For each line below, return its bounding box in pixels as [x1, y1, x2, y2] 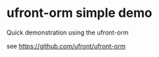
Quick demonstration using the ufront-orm [6, 28, 129, 37]
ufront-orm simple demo [6, 5, 153, 21]
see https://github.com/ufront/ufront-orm [6, 42, 126, 50]
